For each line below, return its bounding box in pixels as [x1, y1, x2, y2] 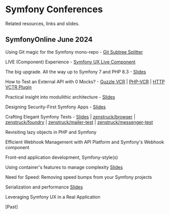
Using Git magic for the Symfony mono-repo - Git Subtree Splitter [5, 49, 143, 55]
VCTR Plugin [5, 84, 32, 90]
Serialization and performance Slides [5, 184, 83, 190]
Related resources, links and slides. [5, 20, 80, 27]
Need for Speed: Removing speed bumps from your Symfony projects [5, 174, 152, 180]
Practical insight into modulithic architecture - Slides [5, 93, 115, 100]
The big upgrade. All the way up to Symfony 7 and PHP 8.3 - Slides [5, 68, 147, 75]
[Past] [5, 203, 18, 210]
